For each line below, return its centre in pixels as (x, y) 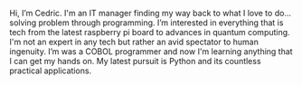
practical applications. (51, 71)
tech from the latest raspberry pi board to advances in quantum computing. (150, 32)
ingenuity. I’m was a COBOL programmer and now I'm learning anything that (151, 52)
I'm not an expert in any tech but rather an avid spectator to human (134, 42)
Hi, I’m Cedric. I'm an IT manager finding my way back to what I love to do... (151, 13)
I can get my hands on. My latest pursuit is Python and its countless (135, 61)
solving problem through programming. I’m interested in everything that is (146, 23)
